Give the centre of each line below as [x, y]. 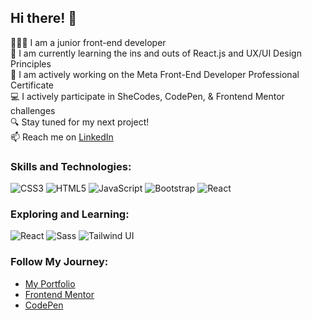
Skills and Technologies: [71, 166]
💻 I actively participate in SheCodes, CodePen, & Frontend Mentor [147, 96]
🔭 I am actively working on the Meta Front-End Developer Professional [155, 74]
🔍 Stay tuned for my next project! [80, 122]
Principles [31, 63]
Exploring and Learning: [70, 214]
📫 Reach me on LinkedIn [62, 137]
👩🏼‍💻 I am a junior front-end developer [88, 42]
